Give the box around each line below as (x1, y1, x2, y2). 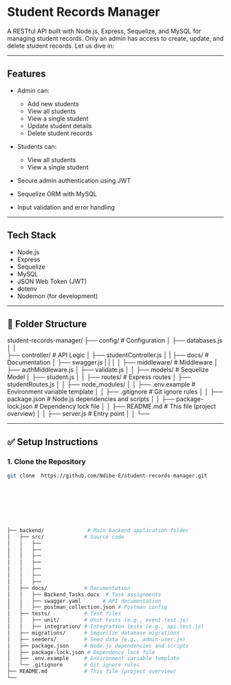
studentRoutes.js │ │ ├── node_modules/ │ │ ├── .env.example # (7, 380, 196, 389)
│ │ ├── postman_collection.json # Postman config (7, 604, 168, 611)
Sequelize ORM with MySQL (16, 190, 98, 198)
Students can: (16, 142, 57, 150)
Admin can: (16, 86, 50, 94)
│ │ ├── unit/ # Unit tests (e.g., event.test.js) (7, 617, 189, 624)
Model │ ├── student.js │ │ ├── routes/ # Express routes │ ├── (7, 373, 191, 381)
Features (7, 68, 46, 80)
